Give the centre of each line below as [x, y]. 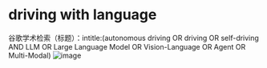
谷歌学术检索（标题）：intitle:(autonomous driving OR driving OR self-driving [133, 38]
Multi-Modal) [30, 55]
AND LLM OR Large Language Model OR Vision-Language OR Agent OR [127, 46]
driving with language [83, 15]
